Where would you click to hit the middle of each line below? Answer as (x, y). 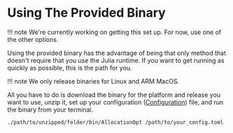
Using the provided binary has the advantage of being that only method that (116, 53)
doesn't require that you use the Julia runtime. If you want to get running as (116, 60)
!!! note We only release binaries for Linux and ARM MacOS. (93, 81)
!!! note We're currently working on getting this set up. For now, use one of (114, 32)
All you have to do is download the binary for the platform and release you (114, 95)
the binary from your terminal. (50, 109)
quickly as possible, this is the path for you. (70, 68)
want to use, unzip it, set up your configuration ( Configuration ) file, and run (115, 102)
